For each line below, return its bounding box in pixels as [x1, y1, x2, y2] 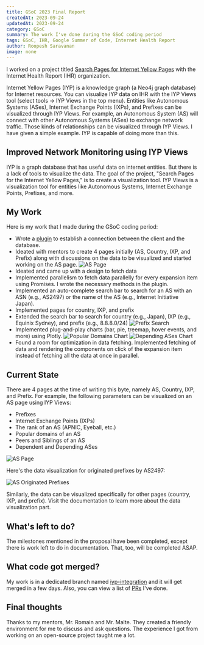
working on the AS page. [15, 261, 78, 268]
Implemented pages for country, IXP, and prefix [15, 306, 135, 314]
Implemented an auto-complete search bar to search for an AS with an [15, 287, 192, 294]
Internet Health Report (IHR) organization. [6, 72, 111, 79]
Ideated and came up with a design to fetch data [15, 267, 137, 275]
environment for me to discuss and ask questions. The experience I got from [6, 625, 199, 632]
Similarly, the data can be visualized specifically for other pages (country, [6, 490, 191, 498]
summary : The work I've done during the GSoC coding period [6, 32, 163, 38]
